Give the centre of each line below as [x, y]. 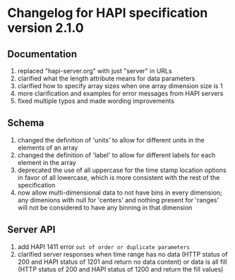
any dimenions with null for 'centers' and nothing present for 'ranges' [118, 200]
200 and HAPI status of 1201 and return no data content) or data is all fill [122, 262]
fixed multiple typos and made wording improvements [96, 101]
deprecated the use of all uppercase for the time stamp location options [122, 170]
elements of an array [48, 147]
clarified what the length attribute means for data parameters [106, 78]
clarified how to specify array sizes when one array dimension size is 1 [120, 86]
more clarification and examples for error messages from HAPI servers [120, 93]
